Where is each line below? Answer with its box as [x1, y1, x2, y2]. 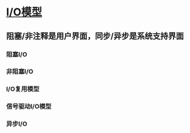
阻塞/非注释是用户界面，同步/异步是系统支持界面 [6, 31, 184, 41]
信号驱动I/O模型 [6, 102, 52, 110]
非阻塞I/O [6, 68, 34, 76]
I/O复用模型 [6, 85, 40, 93]
